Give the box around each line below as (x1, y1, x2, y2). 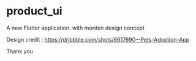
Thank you (6, 47, 34, 55)
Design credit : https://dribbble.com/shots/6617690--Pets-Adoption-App (6, 36, 190, 43)
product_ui (6, 4, 62, 18)
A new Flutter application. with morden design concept (6, 24, 145, 31)
